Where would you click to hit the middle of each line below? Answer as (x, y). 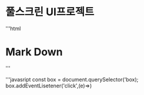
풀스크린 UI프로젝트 (50, 12)
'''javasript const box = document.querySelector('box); (72, 79)
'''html (13, 28)
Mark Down (34, 52)
